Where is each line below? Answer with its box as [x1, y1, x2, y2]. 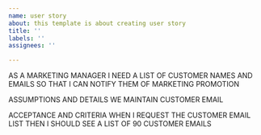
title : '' [8, 27, 42, 35]
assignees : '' [8, 42, 57, 50]
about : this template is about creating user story [8, 19, 186, 27]
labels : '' [8, 34, 45, 43]
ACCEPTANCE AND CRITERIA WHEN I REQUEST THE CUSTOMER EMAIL [8, 110, 251, 121]
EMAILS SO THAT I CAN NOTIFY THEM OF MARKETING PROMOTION [8, 80, 240, 89]
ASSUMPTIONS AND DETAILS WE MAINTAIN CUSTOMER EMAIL [8, 95, 224, 104]
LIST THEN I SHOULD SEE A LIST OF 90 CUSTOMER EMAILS [8, 119, 212, 129]
